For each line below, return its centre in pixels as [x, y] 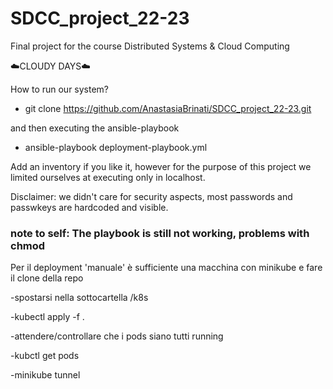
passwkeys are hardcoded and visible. [89, 207]
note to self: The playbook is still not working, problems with [160, 233]
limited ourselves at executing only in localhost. [108, 177]
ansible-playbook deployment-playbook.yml [116, 147]
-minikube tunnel [45, 375]
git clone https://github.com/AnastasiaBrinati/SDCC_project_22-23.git [168, 108]
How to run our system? [60, 89]
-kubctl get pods [45, 356]
